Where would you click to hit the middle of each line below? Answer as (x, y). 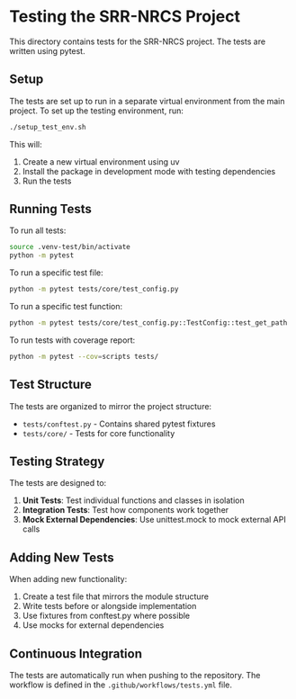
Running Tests (50, 209)
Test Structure (51, 385)
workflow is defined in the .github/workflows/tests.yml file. (121, 685)
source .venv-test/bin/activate (70, 247)
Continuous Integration (76, 654)
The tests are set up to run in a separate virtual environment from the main (147, 101)
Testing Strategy (57, 462)
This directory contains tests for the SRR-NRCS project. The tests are (138, 41)
